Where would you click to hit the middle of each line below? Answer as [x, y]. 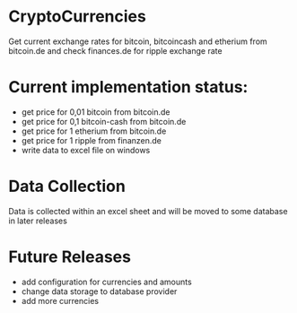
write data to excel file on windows [86, 150]
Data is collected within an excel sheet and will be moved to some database [148, 211]
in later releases [38, 221]
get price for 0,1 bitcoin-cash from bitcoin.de [104, 121]
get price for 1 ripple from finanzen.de [92, 140]
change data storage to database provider [99, 291]
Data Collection [67, 187]
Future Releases [70, 256]
